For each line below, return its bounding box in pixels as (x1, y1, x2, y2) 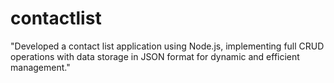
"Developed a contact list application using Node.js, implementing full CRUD (10, 40, 325, 52)
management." (10, 61, 71, 73)
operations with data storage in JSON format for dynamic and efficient (10, 50, 300, 62)
